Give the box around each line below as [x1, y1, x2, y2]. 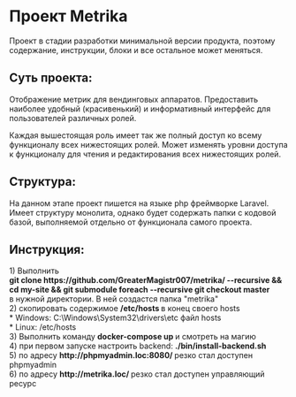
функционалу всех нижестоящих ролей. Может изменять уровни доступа [9, 139, 288, 149]
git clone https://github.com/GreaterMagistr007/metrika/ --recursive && [9, 275, 283, 286]
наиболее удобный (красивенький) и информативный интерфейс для [9, 103, 271, 114]
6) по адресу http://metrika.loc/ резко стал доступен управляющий [9, 369, 265, 379]
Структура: [9, 174, 77, 189]
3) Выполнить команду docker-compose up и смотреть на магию [9, 332, 256, 342]
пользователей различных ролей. [9, 112, 137, 123]
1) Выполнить [9, 265, 59, 276]
